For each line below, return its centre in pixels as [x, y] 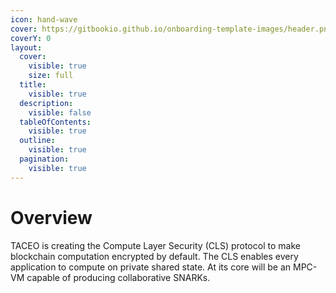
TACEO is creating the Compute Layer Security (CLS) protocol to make [155, 245]
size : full [51, 76]
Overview [51, 217]
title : [33, 85]
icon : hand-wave [44, 19]
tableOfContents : [55, 122]
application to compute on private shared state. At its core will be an [151, 267]
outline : [37, 141]
